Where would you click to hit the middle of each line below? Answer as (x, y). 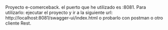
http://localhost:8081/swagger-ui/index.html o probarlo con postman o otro (84, 18)
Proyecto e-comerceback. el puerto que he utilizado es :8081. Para (76, 7)
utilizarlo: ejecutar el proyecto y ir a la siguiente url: (59, 12)
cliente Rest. (18, 23)
